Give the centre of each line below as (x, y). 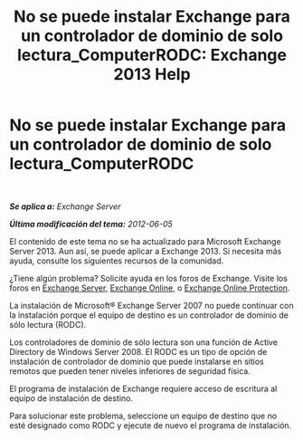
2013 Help (152, 75)
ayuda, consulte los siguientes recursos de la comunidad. (117, 261)
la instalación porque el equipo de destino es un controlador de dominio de (149, 315)
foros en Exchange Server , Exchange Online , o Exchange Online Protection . (150, 288)
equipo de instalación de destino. (71, 398)
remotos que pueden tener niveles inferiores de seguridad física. (130, 371)
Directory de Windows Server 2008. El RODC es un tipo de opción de (138, 351)
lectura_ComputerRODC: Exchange (152, 55)
